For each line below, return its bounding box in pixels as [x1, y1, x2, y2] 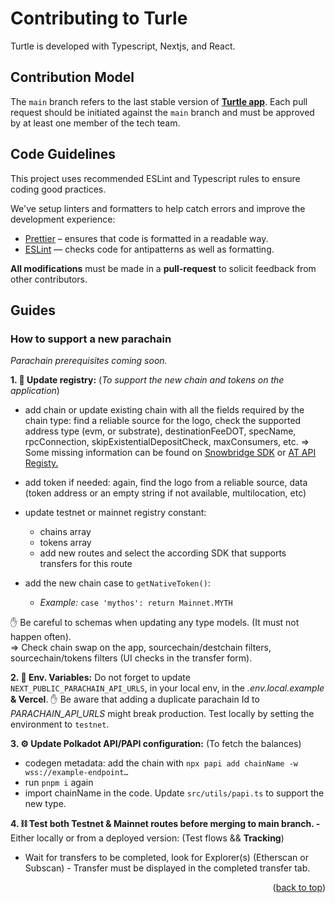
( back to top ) [272, 882, 326, 894]
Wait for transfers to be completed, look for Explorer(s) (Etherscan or [24, 852, 309, 864]
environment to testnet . [10, 718, 110, 731]
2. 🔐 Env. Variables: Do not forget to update [10, 672, 191, 684]
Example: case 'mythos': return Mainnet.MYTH [39, 597, 233, 609]
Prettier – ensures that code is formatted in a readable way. [24, 232, 269, 244]
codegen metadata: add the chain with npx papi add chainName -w [24, 757, 298, 769]
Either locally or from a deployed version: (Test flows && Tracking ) [10, 832, 285, 844]
